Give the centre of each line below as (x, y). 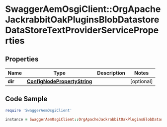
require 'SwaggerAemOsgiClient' (39, 110)
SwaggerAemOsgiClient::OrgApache (83, 9)
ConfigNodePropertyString (59, 81)
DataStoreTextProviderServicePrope (82, 30)
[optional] (141, 81)
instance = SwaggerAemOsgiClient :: (42, 119)
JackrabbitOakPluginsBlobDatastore (82, 20)
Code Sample (26, 99)
